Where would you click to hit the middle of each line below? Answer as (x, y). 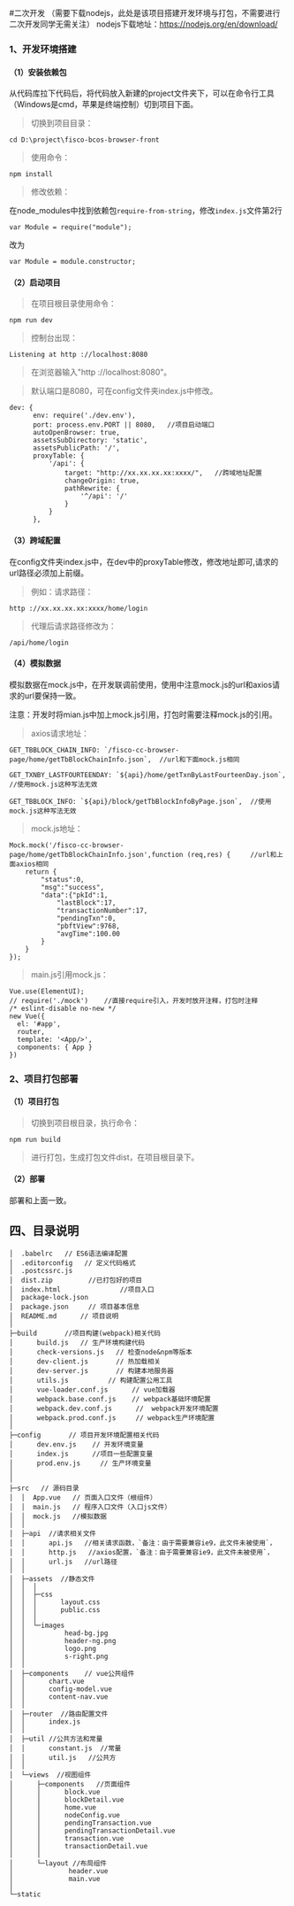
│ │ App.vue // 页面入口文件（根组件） (83, 1497)
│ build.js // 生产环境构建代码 (77, 1343)
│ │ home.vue (53, 1807)
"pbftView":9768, (88, 926)
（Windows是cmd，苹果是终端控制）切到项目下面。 (104, 104)
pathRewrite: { (93, 489)
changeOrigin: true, (102, 481)
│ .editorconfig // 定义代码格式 (72, 1263)
